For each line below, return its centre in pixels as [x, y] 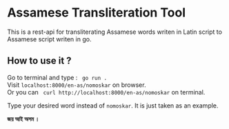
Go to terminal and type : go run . [57, 77]
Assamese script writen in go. [49, 39]
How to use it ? [39, 61]
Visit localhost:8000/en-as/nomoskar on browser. [77, 85]
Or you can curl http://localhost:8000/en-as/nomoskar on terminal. [106, 92]
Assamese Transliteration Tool [97, 13]
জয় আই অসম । [23, 119]
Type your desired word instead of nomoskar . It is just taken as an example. [113, 106]
